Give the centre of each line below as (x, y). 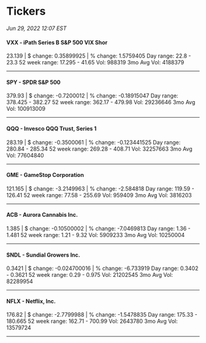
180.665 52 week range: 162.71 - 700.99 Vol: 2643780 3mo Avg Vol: (92, 321)
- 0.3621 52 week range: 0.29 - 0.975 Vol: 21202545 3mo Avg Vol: (90, 275)
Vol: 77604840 (25, 155)
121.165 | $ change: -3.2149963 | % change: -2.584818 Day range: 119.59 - (100, 189)
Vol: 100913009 (26, 109)
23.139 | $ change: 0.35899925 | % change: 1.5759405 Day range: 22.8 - (99, 56)
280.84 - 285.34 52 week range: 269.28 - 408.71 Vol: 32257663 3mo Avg (100, 149)
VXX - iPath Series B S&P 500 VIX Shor (57, 42)
